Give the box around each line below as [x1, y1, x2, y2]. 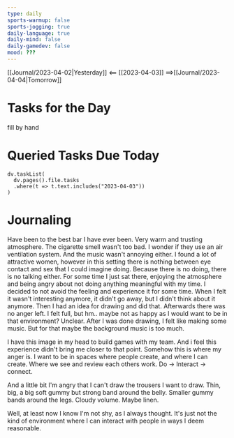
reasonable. [7, 423, 42, 432]
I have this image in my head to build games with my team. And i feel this [7, 338, 217, 346]
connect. [7, 367, 33, 375]
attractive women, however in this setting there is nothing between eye [7, 257, 212, 266]
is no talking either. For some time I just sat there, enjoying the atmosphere [7, 272, 222, 280]
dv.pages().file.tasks [13, 176, 80, 183]
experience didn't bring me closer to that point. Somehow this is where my [7, 345, 222, 353]
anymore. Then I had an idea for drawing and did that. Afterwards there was [7, 301, 226, 310]
